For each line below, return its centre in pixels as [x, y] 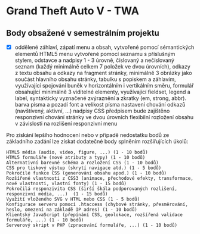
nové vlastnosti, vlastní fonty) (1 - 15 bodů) [67, 184]
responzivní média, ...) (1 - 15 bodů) [57, 194]
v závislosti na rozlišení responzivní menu [66, 124]
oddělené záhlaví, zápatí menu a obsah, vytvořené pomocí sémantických [104, 47]
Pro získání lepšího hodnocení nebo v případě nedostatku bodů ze [88, 135]
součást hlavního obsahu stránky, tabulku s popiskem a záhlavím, [95, 79]
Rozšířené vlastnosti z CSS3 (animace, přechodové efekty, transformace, [100, 179]
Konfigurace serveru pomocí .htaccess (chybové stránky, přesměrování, [97, 205]
